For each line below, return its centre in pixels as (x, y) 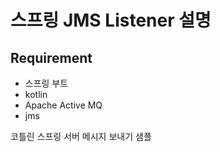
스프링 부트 (46, 83)
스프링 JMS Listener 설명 (111, 20)
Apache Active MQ (63, 105)
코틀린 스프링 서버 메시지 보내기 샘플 (81, 136)
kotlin (36, 94)
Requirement (51, 57)
